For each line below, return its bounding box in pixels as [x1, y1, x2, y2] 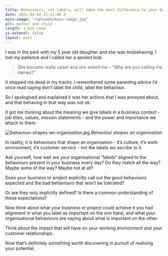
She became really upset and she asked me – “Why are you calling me [17, 64, 162, 70]
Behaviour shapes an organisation [90, 129, 162, 135]
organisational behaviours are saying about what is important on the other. [5, 215, 158, 221]
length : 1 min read [5, 26, 46, 31]
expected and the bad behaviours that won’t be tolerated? [5, 180, 124, 186]
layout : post [5, 36, 32, 41]
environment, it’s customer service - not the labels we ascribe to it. [5, 144, 142, 150]
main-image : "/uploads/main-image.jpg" [5, 17, 88, 22]
